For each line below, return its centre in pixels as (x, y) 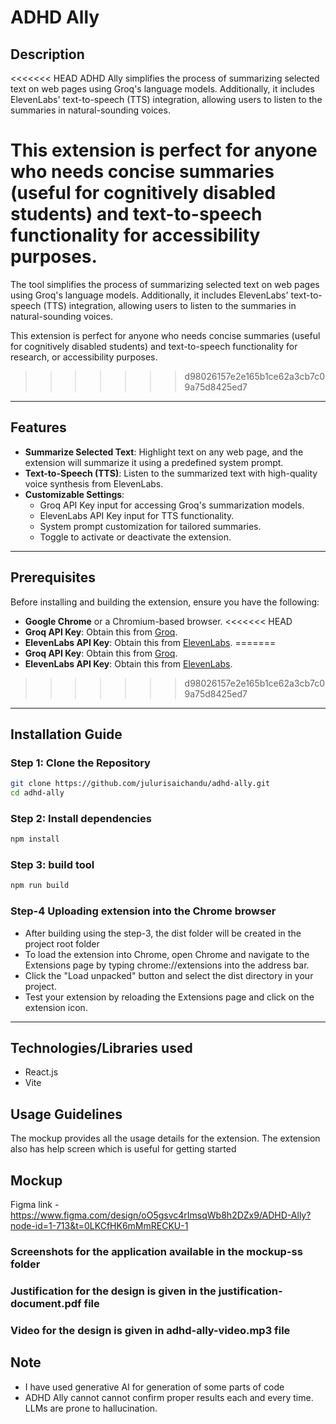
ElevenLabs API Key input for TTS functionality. (137, 515)
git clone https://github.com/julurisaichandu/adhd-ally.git (140, 784)
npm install (35, 839)
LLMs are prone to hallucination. (91, 1408)
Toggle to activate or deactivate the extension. (135, 537)
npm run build (40, 886)
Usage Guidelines (66, 1114)
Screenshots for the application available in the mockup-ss (156, 1251)
